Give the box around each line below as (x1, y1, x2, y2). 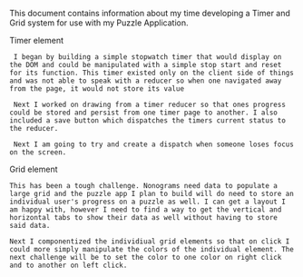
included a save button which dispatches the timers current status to (9, 116, 286, 125)
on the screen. (9, 148, 67, 157)
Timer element (9, 35, 64, 45)
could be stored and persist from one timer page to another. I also (9, 108, 279, 117)
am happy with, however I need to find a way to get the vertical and (9, 205, 282, 214)
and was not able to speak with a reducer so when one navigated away (9, 76, 282, 85)
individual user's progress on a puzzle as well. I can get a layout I (9, 197, 286, 206)
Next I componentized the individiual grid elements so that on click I (9, 237, 290, 246)
